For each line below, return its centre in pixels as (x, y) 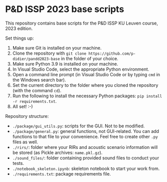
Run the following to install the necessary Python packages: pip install (87, 96)
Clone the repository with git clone (49, 53)
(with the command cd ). (37, 90)
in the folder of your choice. (90, 58)
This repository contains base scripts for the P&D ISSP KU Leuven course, (81, 23)
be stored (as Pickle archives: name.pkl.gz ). (57, 152)
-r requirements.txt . (34, 101)
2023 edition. (19, 28)
